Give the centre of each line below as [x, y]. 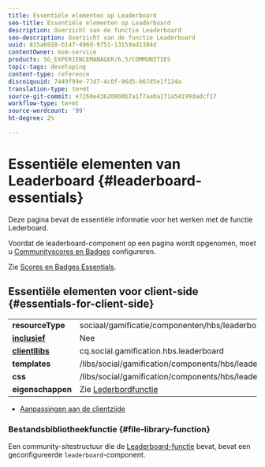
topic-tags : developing [47, 67]
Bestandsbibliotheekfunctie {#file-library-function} [109, 429]
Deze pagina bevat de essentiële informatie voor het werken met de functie [131, 219]
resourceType [39, 325]
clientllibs [31, 350]
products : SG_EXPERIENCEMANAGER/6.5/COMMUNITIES [90, 60]
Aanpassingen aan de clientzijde [73, 409]
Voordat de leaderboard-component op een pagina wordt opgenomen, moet [132, 243]
